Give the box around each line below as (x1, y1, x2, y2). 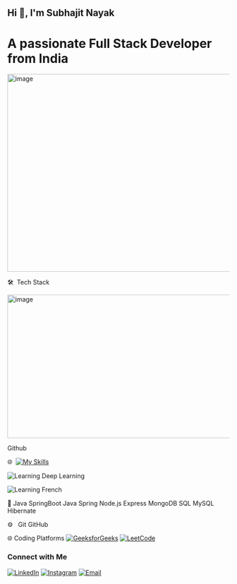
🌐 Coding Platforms (7, 534, 65, 542)
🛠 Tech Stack (7, 278, 50, 287)
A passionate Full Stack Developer (7, 35, 212, 52)
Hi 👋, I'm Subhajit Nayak (7, 7, 115, 19)
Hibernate (7, 506, 37, 516)
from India (7, 50, 69, 66)
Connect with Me (7, 552, 68, 562)
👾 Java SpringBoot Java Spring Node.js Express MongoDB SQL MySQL (7, 499, 214, 508)
